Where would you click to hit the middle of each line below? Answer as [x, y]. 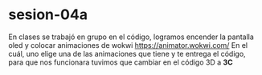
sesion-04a [48, 15]
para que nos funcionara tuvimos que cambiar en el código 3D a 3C [121, 62]
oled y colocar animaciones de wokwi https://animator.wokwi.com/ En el [128, 45]
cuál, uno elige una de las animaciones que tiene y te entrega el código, [127, 53]
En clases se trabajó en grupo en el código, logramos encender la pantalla [131, 37]
